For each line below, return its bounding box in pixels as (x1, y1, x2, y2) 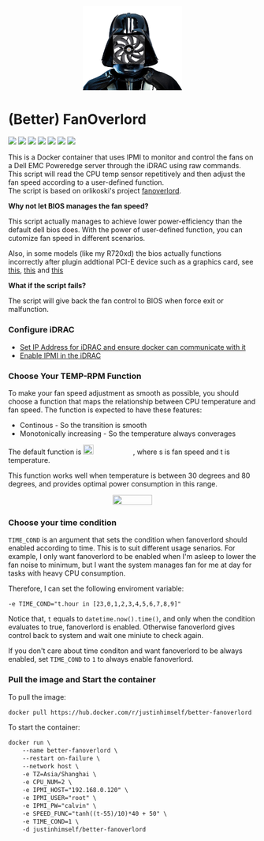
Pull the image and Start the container (8, 674, 156, 685)
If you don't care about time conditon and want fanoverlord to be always (8, 646, 243, 655)
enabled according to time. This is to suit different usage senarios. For (8, 543, 236, 553)
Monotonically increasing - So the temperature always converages (19, 429, 236, 438)
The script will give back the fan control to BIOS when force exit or (8, 296, 224, 306)
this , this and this (8, 265, 64, 275)
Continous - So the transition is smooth (19, 421, 147, 430)
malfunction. (8, 305, 49, 314)
